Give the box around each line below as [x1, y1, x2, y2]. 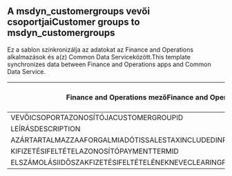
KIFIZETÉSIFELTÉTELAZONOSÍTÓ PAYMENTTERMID [10, 146, 179, 156]
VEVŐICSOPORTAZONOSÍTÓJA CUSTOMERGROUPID [10, 113, 184, 122]
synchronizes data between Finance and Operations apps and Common [7, 60, 212, 68]
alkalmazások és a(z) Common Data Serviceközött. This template [7, 52, 191, 61]
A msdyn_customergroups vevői [7, 6, 151, 17]
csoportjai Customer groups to [7, 17, 140, 28]
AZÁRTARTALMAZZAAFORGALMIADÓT [10, 135, 139, 144]
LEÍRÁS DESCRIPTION [10, 124, 81, 133]
